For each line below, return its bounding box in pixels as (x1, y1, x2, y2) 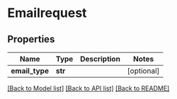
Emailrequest (7, 5, 87, 21)
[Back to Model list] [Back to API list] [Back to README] (7, 84, 170, 93)
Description (80, 54, 120, 64)
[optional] (127, 66, 160, 76)
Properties (7, 33, 55, 45)
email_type (11, 66, 50, 76)
